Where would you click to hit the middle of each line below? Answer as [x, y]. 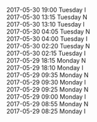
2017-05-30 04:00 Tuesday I [47, 39]
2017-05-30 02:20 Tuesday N [48, 46]
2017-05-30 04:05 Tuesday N [48, 31]
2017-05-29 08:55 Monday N [47, 104]
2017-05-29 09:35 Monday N [48, 75]
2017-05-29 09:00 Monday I [46, 97]
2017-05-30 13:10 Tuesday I [45, 24]
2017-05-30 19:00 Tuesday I [46, 10]
